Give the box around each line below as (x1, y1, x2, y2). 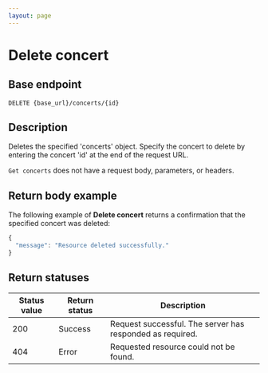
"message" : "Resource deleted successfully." (15, 241, 170, 250)
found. (110, 351, 135, 362)
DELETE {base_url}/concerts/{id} (8, 99, 120, 107)
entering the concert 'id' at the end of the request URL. (8, 150, 189, 160)
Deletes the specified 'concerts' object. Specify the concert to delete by (8, 141, 246, 152)
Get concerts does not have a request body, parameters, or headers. (8, 165, 235, 176)
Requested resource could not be (110, 341, 235, 352)
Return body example (8, 188, 117, 202)
